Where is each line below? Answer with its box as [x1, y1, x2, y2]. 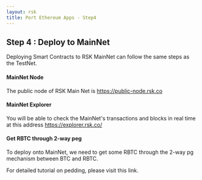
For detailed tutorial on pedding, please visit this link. [6, 167, 139, 174]
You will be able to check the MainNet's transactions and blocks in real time [6, 114, 196, 122]
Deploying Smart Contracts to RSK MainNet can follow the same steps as [6, 53, 190, 61]
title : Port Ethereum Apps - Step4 [6, 15, 97, 21]
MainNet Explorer [6, 101, 52, 108]
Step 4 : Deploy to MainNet [6, 37, 110, 47]
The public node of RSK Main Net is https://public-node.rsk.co [6, 87, 163, 94]
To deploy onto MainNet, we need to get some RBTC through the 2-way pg [6, 148, 193, 156]
